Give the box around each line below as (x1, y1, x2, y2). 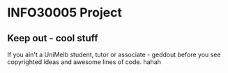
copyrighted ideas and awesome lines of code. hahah (7, 58, 162, 66)
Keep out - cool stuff (7, 32, 99, 44)
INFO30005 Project (7, 5, 123, 21)
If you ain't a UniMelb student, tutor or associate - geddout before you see (7, 50, 221, 59)
